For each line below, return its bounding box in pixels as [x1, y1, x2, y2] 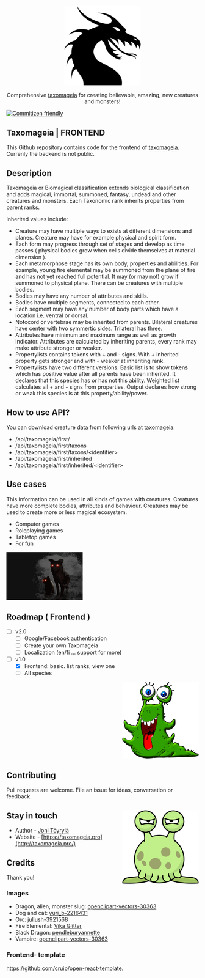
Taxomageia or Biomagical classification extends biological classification [6, 184, 189, 191]
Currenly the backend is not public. [6, 150, 95, 158]
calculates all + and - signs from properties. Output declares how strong [15, 383, 197, 391]
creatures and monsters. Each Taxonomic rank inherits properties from [6, 197, 184, 204]
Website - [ [15, 833, 44, 840]
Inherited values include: [6, 215, 68, 222]
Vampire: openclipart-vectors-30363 [15, 935, 108, 943]
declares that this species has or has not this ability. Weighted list [15, 377, 180, 384]
